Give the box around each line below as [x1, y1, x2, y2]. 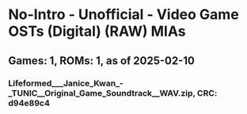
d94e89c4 [8, 97, 50, 108]
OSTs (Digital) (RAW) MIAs [8, 22, 186, 40]
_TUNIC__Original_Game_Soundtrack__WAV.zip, [8, 87, 196, 98]
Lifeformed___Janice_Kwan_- [8, 78, 124, 89]
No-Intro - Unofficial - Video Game [8, 6, 239, 24]
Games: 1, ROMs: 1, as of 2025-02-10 [8, 54, 196, 67]
